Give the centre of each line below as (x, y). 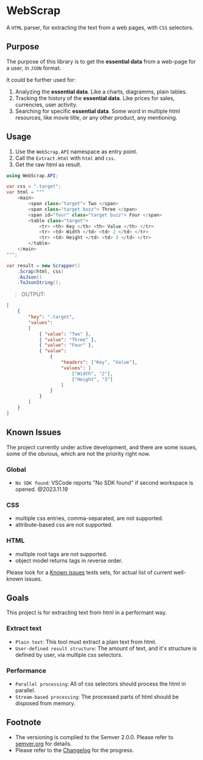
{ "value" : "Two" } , (65, 334)
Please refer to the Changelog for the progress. (74, 750)
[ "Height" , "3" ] (92, 379)
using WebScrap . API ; (33, 176)
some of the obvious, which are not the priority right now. (78, 454)
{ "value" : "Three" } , (68, 339)
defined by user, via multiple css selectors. (69, 654)
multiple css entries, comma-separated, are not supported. (89, 518)
